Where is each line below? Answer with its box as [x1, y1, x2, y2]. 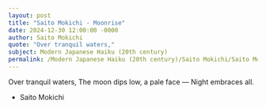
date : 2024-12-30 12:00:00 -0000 [8, 26, 119, 34]
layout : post [8, 11, 51, 20]
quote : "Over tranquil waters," [8, 41, 115, 49]
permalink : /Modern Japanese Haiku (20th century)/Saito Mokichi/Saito [8, 56, 249, 64]
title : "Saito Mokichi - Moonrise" [8, 19, 126, 27]
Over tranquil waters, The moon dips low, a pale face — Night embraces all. [8, 76, 255, 87]
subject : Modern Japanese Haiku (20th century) [8, 48, 169, 56]
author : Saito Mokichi [8, 33, 83, 42]
